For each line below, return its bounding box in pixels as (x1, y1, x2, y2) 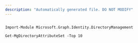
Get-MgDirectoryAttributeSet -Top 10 (5, 33, 83, 38)
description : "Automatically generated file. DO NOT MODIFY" (5, 7, 134, 12)
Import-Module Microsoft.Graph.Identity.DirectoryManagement (5, 25, 134, 30)
